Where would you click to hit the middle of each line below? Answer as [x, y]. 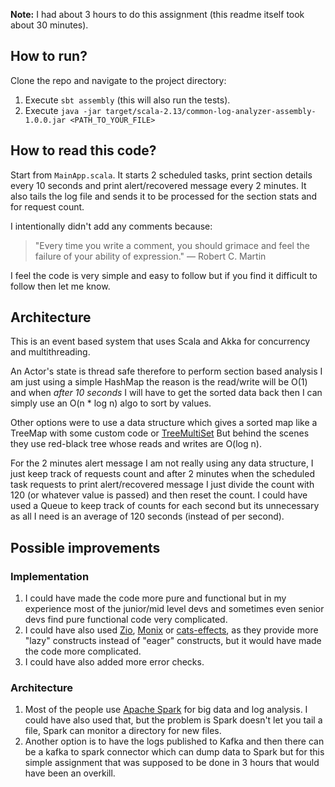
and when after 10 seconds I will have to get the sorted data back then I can [166, 393]
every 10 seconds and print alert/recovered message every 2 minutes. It [158, 185]
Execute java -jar [63, 110]
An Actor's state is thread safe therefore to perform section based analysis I [166, 371]
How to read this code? [83, 150]
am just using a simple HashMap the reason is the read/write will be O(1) [159, 382]
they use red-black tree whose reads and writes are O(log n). [136, 444]
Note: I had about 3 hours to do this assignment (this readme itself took [157, 14]
